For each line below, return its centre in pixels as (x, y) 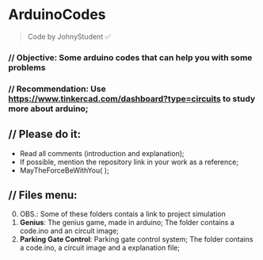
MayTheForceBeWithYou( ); (64, 170)
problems (27, 67)
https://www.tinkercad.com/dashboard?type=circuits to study (132, 98)
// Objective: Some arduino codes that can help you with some (130, 57)
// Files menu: (43, 195)
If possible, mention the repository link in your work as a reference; (129, 162)
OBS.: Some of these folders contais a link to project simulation (122, 214)
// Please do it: (45, 134)
